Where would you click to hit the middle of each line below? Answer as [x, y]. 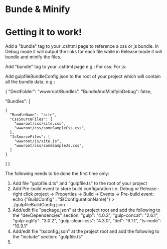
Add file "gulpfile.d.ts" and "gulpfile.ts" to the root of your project [80, 183]
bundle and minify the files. [33, 57]
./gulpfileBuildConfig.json [39, 205]
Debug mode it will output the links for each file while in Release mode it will [83, 52]
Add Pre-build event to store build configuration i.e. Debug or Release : [86, 189]
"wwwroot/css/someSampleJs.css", [49, 146]
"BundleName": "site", [33, 115]
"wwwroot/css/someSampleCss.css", [50, 128]
